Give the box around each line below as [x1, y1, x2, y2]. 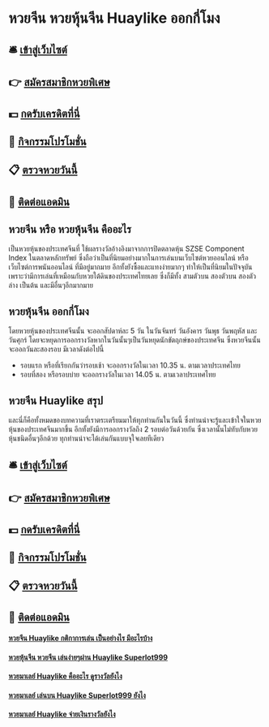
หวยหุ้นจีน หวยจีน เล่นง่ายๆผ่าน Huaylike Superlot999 [8, 652, 169, 662]
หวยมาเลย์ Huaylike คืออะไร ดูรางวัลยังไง [8, 671, 123, 682]
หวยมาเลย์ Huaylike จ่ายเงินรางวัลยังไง [8, 709, 116, 719]
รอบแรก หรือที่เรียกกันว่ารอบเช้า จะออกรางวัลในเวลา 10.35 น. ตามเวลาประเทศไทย [19, 360, 241, 370]
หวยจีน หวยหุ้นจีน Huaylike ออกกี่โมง [8, 9, 220, 28]
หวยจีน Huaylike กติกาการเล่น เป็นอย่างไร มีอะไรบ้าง [8, 633, 153, 643]
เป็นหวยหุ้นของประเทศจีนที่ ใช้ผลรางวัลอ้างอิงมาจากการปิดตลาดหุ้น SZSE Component [8, 244, 245, 254]
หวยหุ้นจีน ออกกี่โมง [8, 304, 89, 318]
